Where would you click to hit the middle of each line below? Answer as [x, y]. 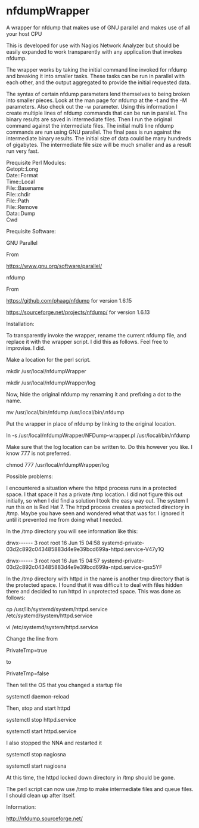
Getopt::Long [22, 169]
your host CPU [24, 33]
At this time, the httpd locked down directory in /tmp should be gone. [91, 777]
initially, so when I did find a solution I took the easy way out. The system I [97, 500]
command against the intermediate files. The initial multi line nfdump [90, 125]
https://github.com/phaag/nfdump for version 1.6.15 [69, 300]
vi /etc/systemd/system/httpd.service [52, 627]
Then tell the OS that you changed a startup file [64, 685]
